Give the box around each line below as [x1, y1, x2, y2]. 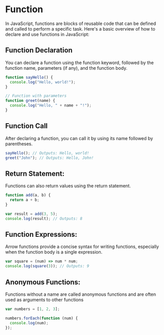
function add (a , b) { [5, 192, 51, 198]
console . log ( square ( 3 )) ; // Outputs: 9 [5, 264, 90, 269]
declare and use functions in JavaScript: [5, 31, 90, 37]
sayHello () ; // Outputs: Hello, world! [5, 150, 90, 156]
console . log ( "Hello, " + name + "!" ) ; [10, 103, 92, 108]
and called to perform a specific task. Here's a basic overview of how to [5, 25, 155, 32]
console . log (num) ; [10, 320, 49, 325]
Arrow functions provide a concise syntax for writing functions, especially [5, 243, 159, 250]
